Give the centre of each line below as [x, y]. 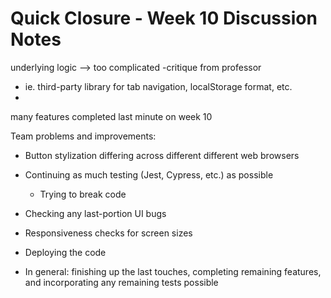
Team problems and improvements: [83, 136]
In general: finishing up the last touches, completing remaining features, [173, 271]
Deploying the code [65, 252]
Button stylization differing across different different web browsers [162, 155]
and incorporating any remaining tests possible [121, 282]
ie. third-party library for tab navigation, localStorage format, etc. [158, 86]
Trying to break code [83, 194]
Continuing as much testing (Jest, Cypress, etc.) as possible [149, 174]
